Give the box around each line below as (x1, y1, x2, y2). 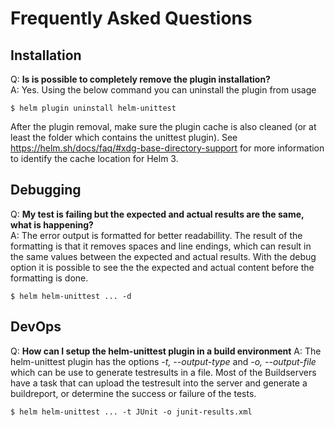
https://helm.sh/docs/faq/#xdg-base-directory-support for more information (10, 142, 325, 154)
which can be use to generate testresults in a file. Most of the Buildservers (10, 366, 317, 378)
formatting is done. (10, 272, 89, 284)
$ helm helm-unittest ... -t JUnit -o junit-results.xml (10, 407, 253, 417)
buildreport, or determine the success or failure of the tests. (10, 387, 257, 399)
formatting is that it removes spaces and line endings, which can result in (10, 240, 312, 252)
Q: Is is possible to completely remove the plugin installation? (10, 73, 271, 85)
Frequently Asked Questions (10, 7, 253, 30)
